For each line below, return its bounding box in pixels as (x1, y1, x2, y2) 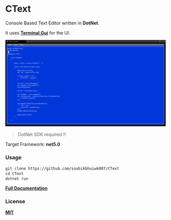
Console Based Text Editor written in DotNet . (5, 20, 100, 26)
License (5, 198, 25, 205)
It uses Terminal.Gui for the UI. (5, 30, 70, 36)
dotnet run (5, 176, 28, 181)
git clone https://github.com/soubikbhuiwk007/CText (5, 166, 120, 171)
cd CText (5, 171, 24, 176)
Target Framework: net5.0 (5, 141, 61, 147)
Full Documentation (5, 185, 48, 191)
